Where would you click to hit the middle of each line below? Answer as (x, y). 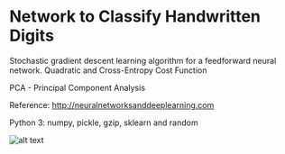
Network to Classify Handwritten (135, 17)
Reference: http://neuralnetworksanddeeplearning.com (112, 104)
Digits (32, 36)
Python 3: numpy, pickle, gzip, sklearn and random (104, 122)
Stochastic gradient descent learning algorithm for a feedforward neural (143, 60)
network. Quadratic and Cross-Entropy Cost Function (108, 70)
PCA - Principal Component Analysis (78, 87)
